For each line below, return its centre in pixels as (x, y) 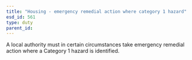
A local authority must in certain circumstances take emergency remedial (95, 45)
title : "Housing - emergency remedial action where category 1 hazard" (96, 11)
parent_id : (20, 28)
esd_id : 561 (21, 17)
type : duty (20, 22)
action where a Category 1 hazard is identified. (63, 51)
